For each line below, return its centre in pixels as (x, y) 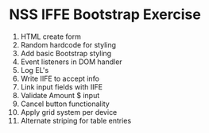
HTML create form (51, 36)
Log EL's (35, 70)
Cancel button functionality (65, 104)
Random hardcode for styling (68, 44)
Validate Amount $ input (60, 95)
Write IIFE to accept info (60, 78)
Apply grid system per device (69, 112)
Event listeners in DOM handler (71, 62)
